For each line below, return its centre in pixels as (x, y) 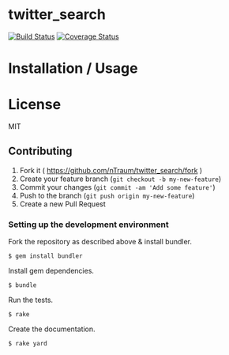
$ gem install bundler (45, 256)
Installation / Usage (73, 68)
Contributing (40, 151)
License (35, 105)
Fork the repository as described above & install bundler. (100, 242)
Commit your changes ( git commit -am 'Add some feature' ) (117, 187)
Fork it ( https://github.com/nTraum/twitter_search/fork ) (111, 170)
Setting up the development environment (89, 225)
